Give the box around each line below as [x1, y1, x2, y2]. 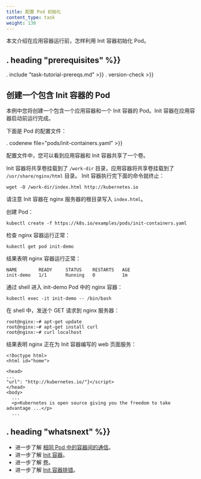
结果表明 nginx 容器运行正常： [6, 255, 81, 262]
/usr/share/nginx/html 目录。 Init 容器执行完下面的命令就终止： [6, 172, 165, 179]
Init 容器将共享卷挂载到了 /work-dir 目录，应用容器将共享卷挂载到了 [6, 165, 175, 172]
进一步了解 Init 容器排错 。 [14, 466, 79, 473]
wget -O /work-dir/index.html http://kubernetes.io [6, 184, 138, 190]
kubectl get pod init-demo [6, 244, 74, 250]
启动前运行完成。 [11, 115, 54, 122]
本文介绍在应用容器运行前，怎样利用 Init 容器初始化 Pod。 [6, 37, 149, 45]
